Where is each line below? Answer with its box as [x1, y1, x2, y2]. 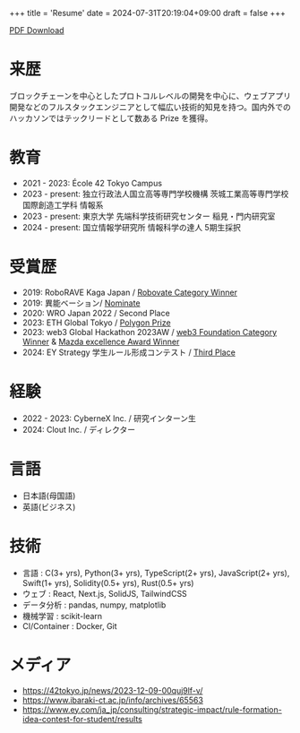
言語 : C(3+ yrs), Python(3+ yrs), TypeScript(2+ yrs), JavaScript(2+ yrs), [21, 567, 290, 578]
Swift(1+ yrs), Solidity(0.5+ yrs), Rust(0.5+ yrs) [21, 577, 194, 588]
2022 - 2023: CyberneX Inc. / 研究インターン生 [21, 412, 197, 424]
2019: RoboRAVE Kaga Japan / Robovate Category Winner [21, 287, 237, 298]
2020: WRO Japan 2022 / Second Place [21, 307, 170, 318]
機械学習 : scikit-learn [21, 610, 103, 621]
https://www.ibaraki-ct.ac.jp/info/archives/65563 [21, 694, 204, 705]
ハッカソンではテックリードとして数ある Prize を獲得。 [9, 112, 213, 124]
